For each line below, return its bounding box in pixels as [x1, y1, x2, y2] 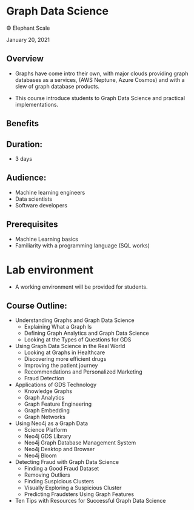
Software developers [15, 201, 68, 209]
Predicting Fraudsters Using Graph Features [24, 491, 135, 498]
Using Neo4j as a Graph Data [15, 420, 89, 427]
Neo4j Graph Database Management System [24, 439, 136, 446]
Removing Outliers [24, 471, 71, 478]
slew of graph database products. [15, 82, 100, 90]
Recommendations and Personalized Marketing [24, 368, 142, 375]
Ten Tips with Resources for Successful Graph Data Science [15, 497, 166, 505]
